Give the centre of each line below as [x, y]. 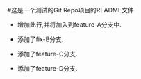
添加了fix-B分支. [40, 39]
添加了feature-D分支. [47, 68]
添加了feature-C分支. [47, 54]
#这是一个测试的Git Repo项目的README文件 [70, 10]
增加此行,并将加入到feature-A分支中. [69, 25]
